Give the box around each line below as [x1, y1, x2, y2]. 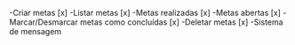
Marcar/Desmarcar [9, 17, 78, 27]
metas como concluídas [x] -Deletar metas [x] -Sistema [79, 17, 283, 27]
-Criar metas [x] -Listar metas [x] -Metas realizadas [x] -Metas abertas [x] [9, 8, 282, 18]
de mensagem [9, 26, 62, 36]
